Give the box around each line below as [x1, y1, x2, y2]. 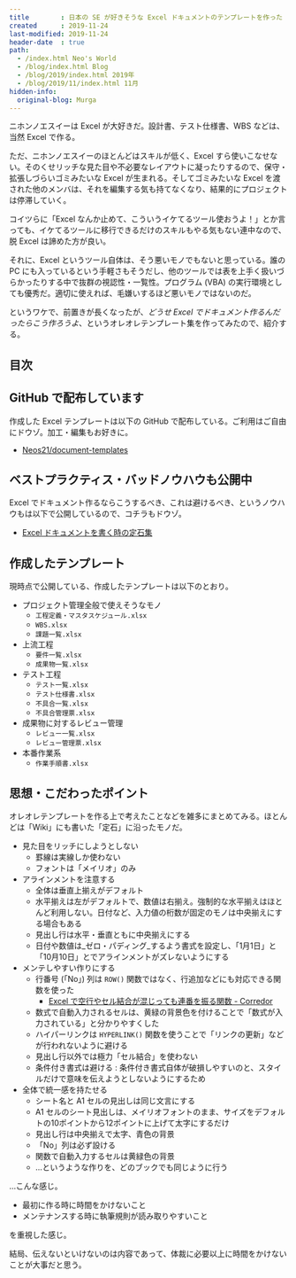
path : [9, 46, 29, 55]
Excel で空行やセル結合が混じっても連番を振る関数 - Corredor [48, 996, 274, 1007]
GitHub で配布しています [9, 391, 144, 406]
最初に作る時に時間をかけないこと [21, 1200, 147, 1211]
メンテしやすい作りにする [21, 962, 116, 973]
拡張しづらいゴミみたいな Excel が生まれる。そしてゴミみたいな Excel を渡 [9, 173, 281, 183]
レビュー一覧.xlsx [34, 729, 95, 738]
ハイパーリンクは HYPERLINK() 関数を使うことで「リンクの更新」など [34, 1029, 285, 1040]
